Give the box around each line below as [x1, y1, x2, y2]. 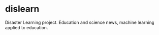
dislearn [5, 3, 39, 15]
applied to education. [5, 24, 48, 30]
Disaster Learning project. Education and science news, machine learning [5, 19, 155, 25]
